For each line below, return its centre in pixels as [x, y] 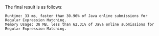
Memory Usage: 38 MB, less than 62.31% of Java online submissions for [79, 24]
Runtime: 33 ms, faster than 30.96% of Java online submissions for [76, 16]
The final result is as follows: [34, 7]
